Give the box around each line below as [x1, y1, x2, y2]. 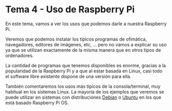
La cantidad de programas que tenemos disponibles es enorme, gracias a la [5, 62, 166, 68]
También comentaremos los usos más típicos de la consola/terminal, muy [5, 83, 161, 89]
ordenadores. [5, 52, 34, 59]
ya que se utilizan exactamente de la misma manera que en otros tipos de [5, 47, 161, 53]
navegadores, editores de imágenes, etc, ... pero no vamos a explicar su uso [5, 41, 167, 47]
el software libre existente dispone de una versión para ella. [5, 73, 131, 79]
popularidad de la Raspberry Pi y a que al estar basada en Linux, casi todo [5, 68, 163, 74]
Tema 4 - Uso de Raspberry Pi [5, 4, 135, 15]
